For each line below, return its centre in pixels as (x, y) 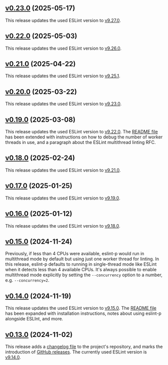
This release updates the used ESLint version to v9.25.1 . (63, 76)
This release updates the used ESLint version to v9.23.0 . (63, 104)
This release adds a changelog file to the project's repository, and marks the (84, 346)
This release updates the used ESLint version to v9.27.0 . (63, 20)
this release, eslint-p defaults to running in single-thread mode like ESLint (81, 264)
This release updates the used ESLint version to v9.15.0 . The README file (81, 308)
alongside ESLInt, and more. (34, 319)
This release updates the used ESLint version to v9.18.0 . (63, 226)
